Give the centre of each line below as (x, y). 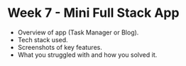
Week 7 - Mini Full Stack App (93, 13)
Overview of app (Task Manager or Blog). (78, 32)
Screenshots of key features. (60, 47)
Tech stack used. (43, 39)
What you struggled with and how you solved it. (87, 55)
